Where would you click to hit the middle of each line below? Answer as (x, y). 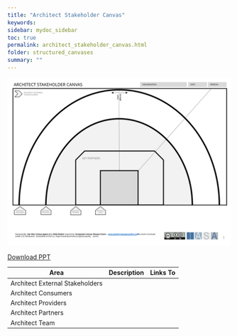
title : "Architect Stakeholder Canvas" (66, 15)
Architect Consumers (41, 293)
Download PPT (29, 257)
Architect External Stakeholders (56, 283)
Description (126, 273)
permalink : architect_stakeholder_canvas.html (77, 45)
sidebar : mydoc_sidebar (43, 30)
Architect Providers (39, 303)
